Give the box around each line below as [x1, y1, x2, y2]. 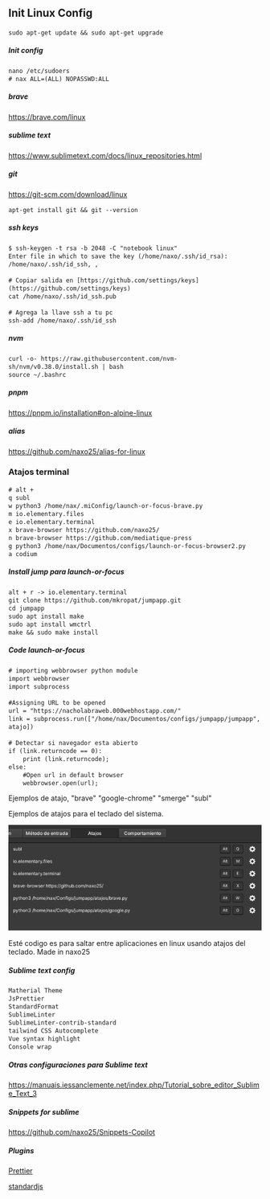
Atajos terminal [8, 466, 70, 477]
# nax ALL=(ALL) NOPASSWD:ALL [8, 75, 110, 83]
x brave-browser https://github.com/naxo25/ [8, 526, 160, 534]
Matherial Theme [8, 987, 63, 995]
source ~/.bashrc [8, 370, 67, 379]
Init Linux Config [8, 6, 93, 20]
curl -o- [8, 354, 38, 362]
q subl [8, 493, 31, 501]
